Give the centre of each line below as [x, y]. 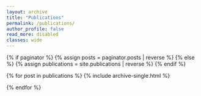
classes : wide [24, 40]
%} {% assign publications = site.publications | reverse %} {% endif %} [96, 64]
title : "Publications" [35, 18]
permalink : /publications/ [41, 23]
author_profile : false [35, 29]
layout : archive [27, 12]
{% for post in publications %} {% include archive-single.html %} [88, 76]
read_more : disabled [33, 35]
